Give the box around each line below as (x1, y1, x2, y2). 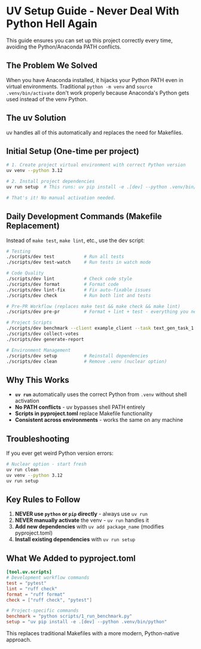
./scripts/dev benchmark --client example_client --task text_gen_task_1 (6, 325, 194, 331)
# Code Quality (6, 270, 44, 276)
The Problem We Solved (6, 61, 98, 71)
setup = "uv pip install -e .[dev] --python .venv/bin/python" (6, 619, 167, 625)
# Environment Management (6, 347, 71, 353)
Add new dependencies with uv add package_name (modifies (14, 523, 165, 530)
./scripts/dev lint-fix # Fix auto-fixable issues (6, 286, 151, 293)
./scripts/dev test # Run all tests (6, 253, 124, 260)
